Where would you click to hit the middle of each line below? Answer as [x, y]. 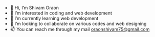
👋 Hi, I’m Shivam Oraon [35, 8]
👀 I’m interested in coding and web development [61, 13]
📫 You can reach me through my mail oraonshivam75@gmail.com [80, 29]
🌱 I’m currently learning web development [54, 18]
